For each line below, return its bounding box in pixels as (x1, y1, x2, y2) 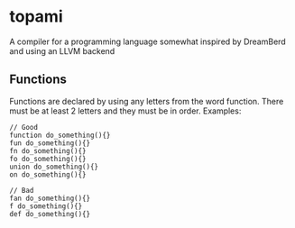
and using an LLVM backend (9, 45, 115, 56)
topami (9, 6, 63, 27)
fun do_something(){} (9, 138, 91, 148)
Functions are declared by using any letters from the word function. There (9, 96, 284, 106)
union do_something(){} (9, 162, 99, 171)
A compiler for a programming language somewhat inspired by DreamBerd (9, 36, 286, 47)
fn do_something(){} (9, 146, 88, 155)
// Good (9, 123, 39, 132)
